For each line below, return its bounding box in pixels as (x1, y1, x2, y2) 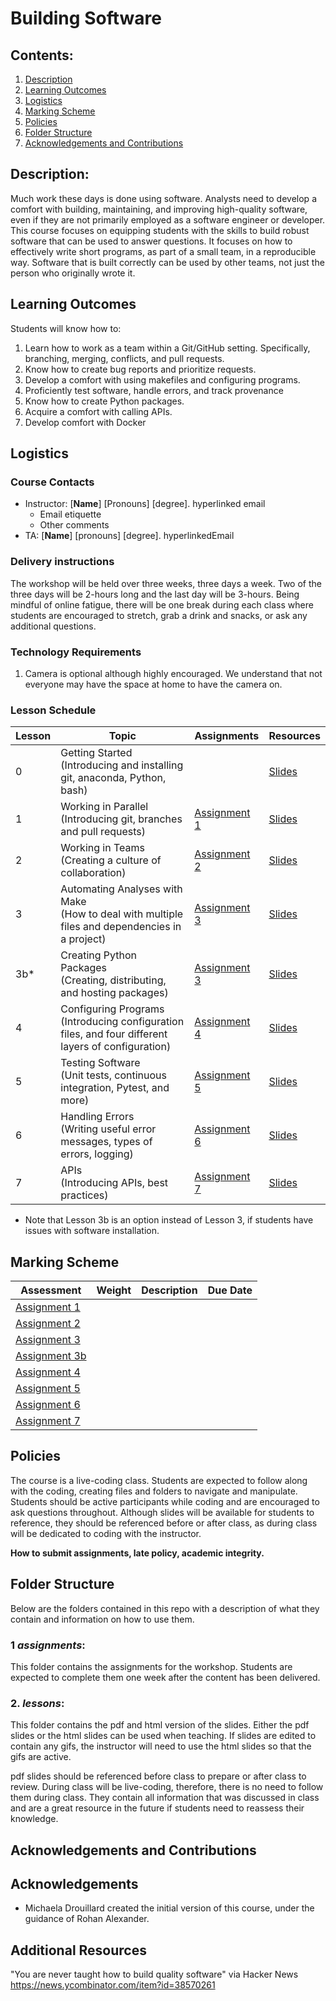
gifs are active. (10, 1751, 72, 1763)
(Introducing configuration (60, 1015, 185, 1029)
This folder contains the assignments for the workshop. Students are (10, 1660, 293, 1672)
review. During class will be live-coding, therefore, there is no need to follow (10, 1781, 324, 1793)
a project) (60, 932, 107, 946)
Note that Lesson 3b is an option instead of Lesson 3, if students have (24, 1214, 314, 1226)
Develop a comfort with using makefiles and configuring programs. (24, 373, 301, 386)
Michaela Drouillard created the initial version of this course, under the (24, 1902, 315, 1914)
